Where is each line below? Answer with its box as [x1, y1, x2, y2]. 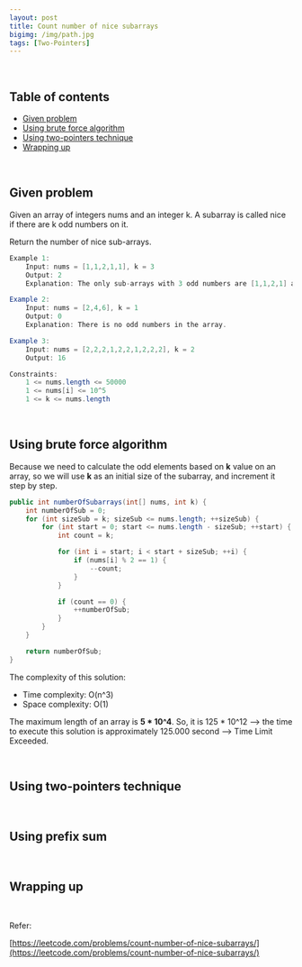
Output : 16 [25, 353, 67, 362]
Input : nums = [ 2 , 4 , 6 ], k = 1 [25, 304, 139, 313]
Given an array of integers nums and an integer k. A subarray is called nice [9, 209, 286, 220]
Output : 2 [25, 270, 63, 279]
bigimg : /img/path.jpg [9, 30, 94, 39]
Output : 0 [25, 312, 63, 321]
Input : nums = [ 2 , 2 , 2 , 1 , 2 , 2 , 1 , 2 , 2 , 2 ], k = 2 [25, 344, 195, 354]
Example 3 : [9, 336, 50, 345]
